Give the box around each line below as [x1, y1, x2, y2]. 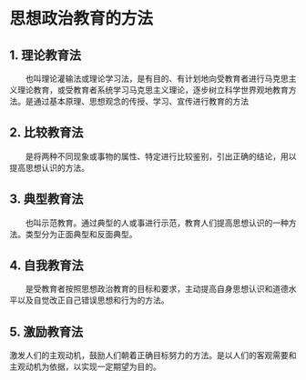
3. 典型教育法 [9, 192, 84, 207]
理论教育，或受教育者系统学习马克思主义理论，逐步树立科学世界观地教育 [16, 85, 289, 95]
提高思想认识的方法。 [9, 162, 89, 173]
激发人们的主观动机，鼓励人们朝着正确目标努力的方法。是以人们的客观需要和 [9, 350, 297, 361]
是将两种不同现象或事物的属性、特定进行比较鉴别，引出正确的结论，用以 [25, 151, 297, 162]
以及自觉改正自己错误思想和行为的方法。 [16, 295, 169, 305]
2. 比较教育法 [9, 125, 84, 141]
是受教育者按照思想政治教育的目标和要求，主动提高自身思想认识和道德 [25, 284, 289, 295]
